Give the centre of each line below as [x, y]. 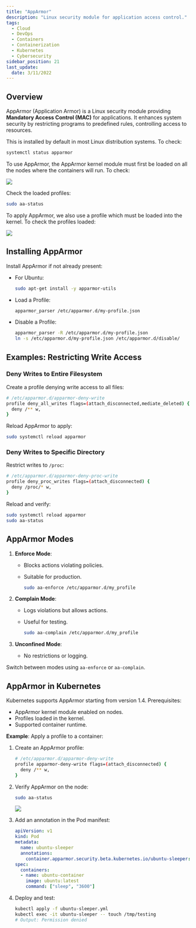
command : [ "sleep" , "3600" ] [60, 887]
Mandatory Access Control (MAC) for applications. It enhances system [94, 117]
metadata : [27, 842]
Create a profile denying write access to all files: [65, 387]
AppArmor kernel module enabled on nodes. [69, 712]
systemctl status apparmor [39, 153]
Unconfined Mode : [38, 644]
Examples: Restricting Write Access [74, 357]
